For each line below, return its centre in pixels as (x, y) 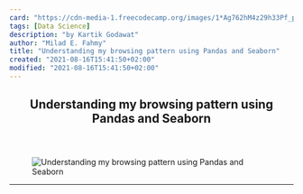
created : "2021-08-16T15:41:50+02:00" (82, 60)
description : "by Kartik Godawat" (74, 34)
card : (19, 18)
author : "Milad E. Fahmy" (58, 43)
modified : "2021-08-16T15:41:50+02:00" (84, 69)
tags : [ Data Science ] (50, 26)
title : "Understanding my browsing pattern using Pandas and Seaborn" (145, 51)
